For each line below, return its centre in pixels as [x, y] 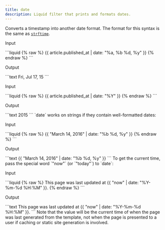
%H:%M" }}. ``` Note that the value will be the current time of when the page [82, 212]
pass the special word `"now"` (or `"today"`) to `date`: [59, 163]
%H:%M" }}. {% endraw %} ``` [54, 188]
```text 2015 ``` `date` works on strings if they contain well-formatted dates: [81, 115]
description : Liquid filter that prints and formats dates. [68, 14]
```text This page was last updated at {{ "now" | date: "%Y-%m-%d [73, 206]
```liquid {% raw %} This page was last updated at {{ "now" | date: [72, 182]
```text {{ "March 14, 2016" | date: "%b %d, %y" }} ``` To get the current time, [83, 158]
